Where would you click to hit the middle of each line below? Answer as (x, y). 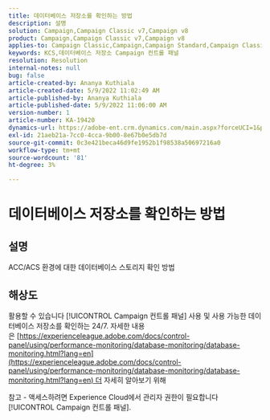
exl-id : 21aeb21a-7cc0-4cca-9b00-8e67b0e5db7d (88, 135)
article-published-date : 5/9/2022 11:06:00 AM (88, 105)
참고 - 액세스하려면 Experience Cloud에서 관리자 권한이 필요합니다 (113, 397)
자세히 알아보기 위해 (135, 380)
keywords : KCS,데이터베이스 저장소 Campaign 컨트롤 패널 (94, 53)
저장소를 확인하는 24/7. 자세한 (83, 325)
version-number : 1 (39, 113)
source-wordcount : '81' (48, 157)
